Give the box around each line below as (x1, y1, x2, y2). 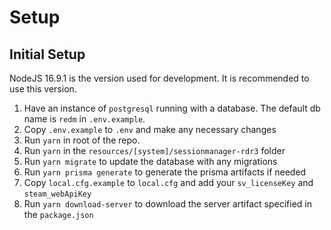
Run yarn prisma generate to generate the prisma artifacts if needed (23, 166, 307, 178)
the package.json (23, 209, 94, 220)
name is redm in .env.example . (23, 113, 146, 125)
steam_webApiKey (23, 189, 92, 199)
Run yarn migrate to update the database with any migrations (23, 156, 278, 167)
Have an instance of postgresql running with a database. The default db (23, 102, 321, 114)
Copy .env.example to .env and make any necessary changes (23, 124, 277, 135)
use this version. (9, 83, 77, 95)
